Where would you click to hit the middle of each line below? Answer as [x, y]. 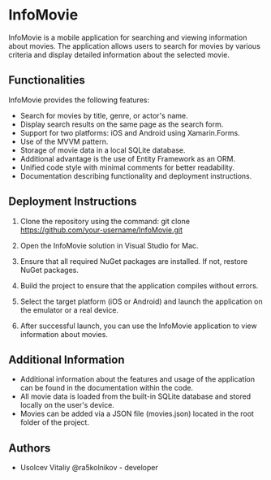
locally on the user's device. [67, 405]
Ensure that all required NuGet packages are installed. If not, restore [134, 261]
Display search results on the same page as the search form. [122, 124]
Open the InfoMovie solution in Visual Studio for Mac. [109, 245]
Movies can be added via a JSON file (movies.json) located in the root [137, 414]
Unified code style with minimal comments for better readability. [127, 167]
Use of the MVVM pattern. [64, 141]
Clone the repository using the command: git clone [105, 221]
